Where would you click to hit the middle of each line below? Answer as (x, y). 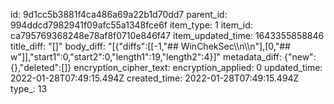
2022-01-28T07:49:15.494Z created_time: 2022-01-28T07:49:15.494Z (155, 78)
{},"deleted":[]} (41, 67)
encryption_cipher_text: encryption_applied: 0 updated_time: (198, 67)
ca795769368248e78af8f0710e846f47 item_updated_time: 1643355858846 (167, 35)
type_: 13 (29, 88)
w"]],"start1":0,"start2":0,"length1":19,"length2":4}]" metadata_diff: (146, 57)
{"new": (300, 57)
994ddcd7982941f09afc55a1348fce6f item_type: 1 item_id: (131, 25)
